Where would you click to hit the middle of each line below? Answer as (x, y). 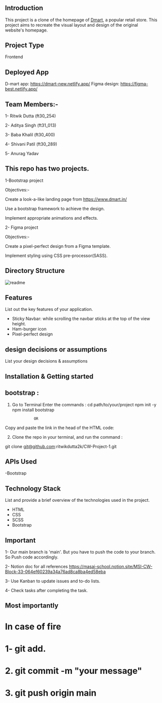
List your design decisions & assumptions (46, 361)
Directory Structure (35, 271)
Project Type (25, 45)
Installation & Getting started (49, 376)
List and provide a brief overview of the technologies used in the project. (77, 500)
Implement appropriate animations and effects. (52, 218)
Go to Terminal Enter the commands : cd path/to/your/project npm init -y (84, 404)
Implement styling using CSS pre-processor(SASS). (56, 256)
